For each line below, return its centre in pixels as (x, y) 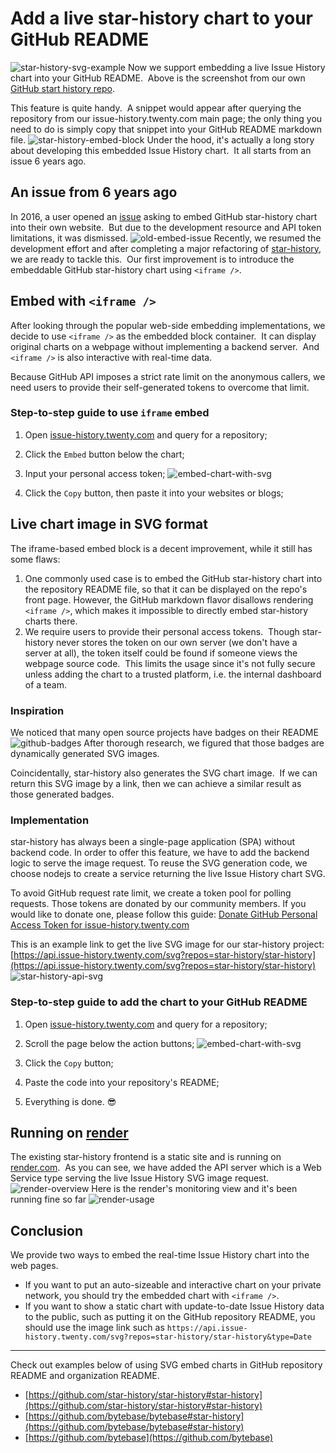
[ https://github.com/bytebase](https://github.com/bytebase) (148, 1438)
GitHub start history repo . (62, 88)
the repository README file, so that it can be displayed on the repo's (166, 589)
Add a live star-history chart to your (161, 18)
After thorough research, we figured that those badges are (204, 743)
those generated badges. (62, 794)
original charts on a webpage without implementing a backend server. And (165, 346)
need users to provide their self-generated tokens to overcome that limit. (160, 387)
